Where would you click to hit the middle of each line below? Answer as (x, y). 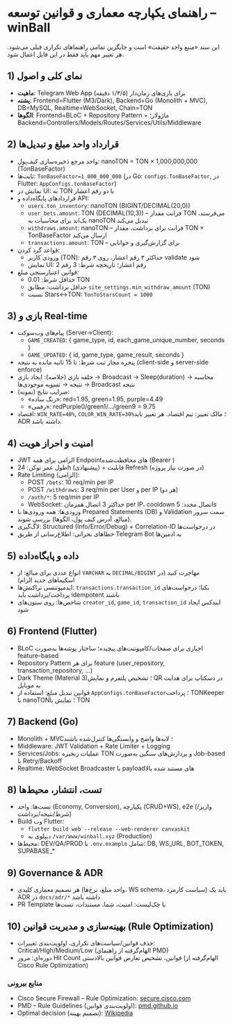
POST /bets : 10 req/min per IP (71, 482)
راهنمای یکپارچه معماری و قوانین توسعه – (112, 13)
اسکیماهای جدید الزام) (46, 580)
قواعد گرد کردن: (39, 250)
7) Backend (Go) (43, 722)
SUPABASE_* (36, 851)
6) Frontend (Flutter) (52, 631)
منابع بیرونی (25, 983)
